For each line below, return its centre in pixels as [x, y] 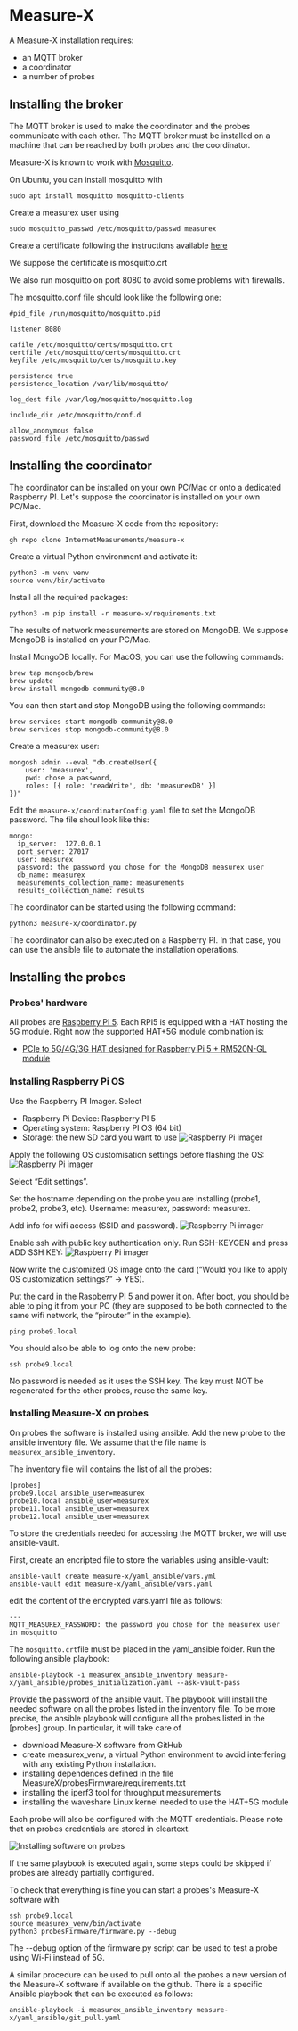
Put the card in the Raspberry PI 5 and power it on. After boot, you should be [149, 1296]
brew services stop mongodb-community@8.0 [89, 729]
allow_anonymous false [51, 430]
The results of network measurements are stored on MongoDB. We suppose [149, 630]
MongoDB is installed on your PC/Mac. [80, 640]
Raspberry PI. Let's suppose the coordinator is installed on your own [135, 497]
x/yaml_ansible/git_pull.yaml [65, 2018]
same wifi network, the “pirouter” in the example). [101, 1315]
